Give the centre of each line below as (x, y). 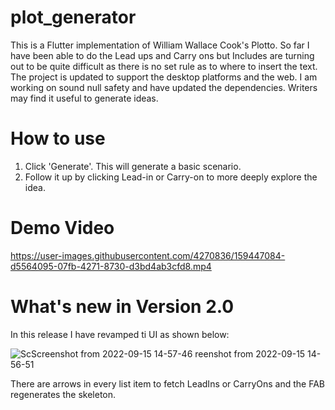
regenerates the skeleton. (63, 394)
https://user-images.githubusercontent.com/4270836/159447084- (148, 255)
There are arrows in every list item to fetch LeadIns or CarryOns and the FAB (167, 383)
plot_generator (73, 17)
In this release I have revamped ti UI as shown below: (120, 334)
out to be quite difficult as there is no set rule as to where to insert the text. (164, 66)
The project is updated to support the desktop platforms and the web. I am (164, 77)
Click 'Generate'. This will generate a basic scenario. (133, 166)
